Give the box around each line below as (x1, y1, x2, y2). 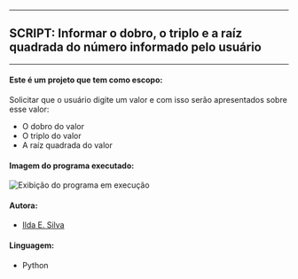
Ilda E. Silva (21, 220, 65, 230)
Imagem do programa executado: (9, 160, 135, 171)
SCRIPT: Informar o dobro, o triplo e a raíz (9, 26, 243, 41)
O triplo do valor (21, 130, 82, 142)
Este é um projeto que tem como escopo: (9, 74, 163, 85)
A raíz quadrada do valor (21, 140, 113, 151)
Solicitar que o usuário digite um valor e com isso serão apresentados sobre (9, 95, 288, 105)
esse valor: (9, 104, 50, 115)
